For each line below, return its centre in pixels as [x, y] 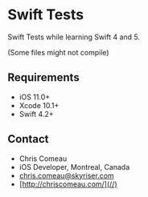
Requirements [43, 78]
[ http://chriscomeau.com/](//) [68, 184]
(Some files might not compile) [58, 52]
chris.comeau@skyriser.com [66, 175]
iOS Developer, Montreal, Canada [74, 167]
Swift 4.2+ [36, 114]
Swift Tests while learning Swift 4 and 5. [74, 37]
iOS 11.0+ [34, 97]
